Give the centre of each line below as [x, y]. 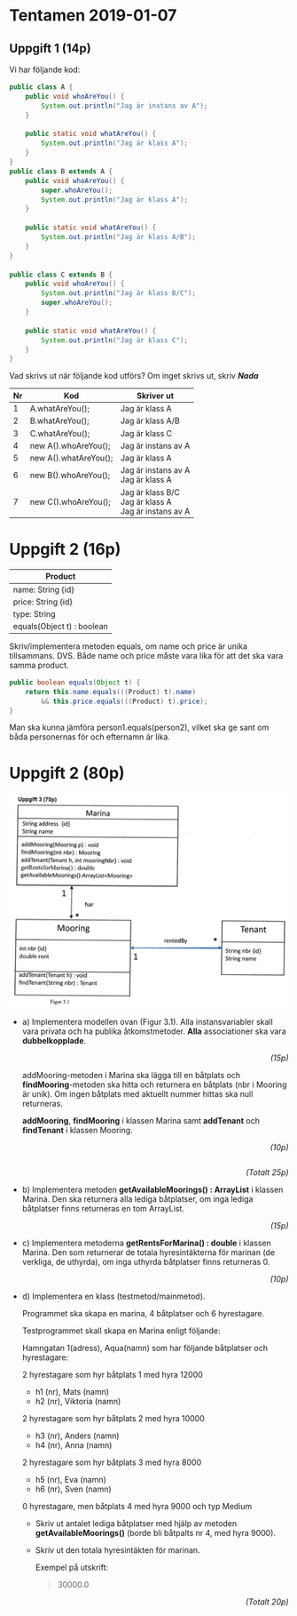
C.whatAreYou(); [60, 433]
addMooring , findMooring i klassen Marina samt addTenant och [141, 1121]
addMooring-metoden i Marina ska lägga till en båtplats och [131, 1076]
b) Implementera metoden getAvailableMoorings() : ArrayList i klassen [152, 1190]
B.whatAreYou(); [59, 421]
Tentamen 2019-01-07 [93, 16]
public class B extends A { [61, 171]
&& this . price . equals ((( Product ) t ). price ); [125, 701]
